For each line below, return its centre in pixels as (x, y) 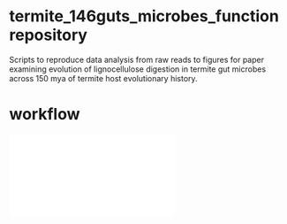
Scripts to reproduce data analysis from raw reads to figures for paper (137, 59)
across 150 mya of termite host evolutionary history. (103, 78)
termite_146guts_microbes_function (144, 16)
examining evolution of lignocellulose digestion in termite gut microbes (138, 69)
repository (49, 35)
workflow (45, 115)
